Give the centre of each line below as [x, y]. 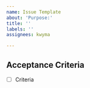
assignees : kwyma [28, 35]
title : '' [19, 23]
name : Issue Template [34, 12]
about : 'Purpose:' [29, 18]
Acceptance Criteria [45, 65]
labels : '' [20, 29]
